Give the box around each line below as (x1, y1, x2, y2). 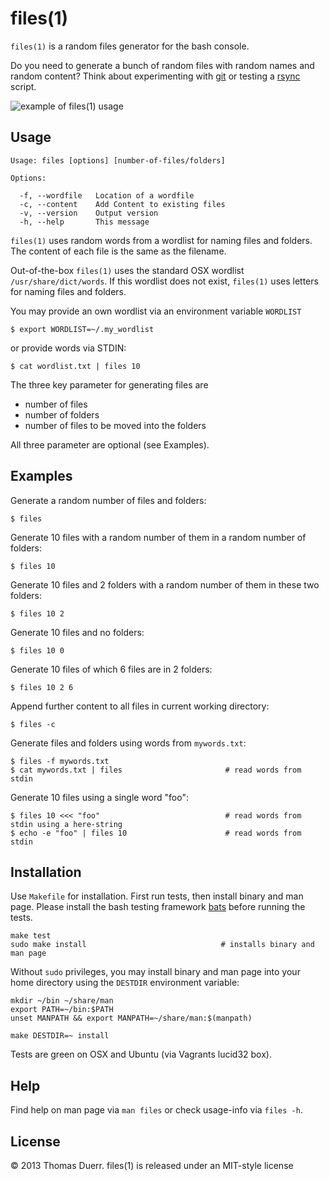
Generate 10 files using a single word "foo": (10, 791, 189, 803)
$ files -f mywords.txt (10, 756, 110, 766)
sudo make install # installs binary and (10, 940, 315, 950)
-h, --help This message (19, 217, 150, 227)
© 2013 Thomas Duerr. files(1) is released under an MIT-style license (10, 1160, 294, 1171)
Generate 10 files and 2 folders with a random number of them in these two (10, 578, 320, 591)
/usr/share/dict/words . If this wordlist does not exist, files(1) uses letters (10, 275, 319, 287)
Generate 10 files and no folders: (10, 626, 145, 638)
